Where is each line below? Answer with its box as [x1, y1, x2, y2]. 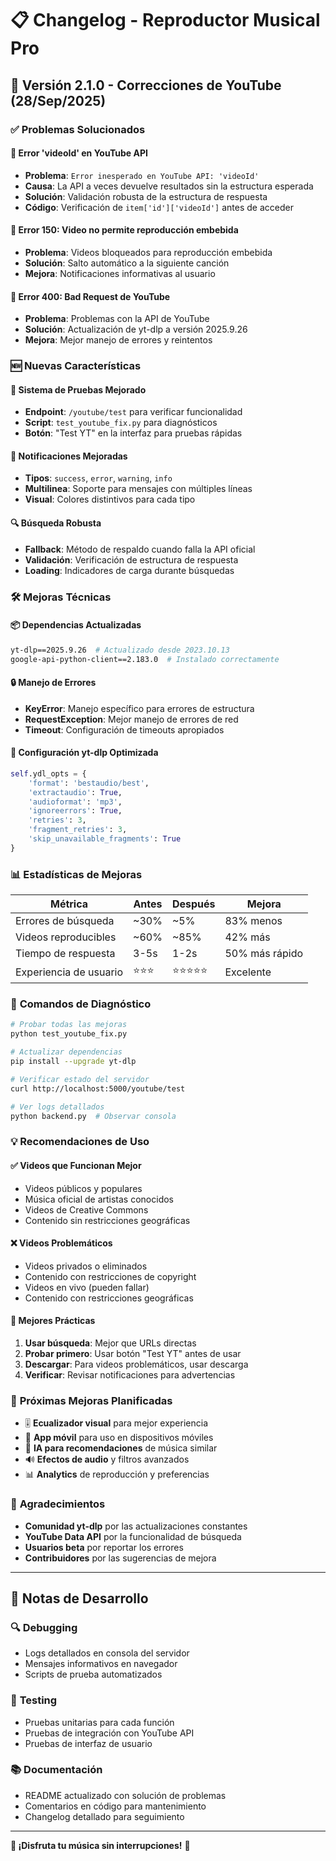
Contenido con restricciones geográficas [24, 1292, 194, 1304]
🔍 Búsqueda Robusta [10, 517, 102, 529]
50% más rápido [224, 947, 304, 961]
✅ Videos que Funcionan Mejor [10, 1159, 142, 1171]
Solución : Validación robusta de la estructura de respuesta [24, 190, 268, 202]
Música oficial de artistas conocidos [24, 1193, 175, 1205]
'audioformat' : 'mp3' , [28, 797, 123, 807]
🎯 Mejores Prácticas [10, 1315, 96, 1327]
